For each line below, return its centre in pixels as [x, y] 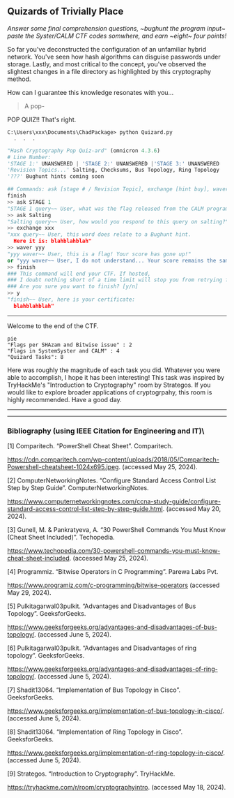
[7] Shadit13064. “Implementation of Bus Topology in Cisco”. [94, 690]
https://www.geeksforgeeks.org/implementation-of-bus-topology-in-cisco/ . [116, 711]
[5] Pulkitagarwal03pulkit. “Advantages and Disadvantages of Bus [102, 606]
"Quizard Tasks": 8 [36, 357]
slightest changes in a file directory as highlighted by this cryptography [109, 71]
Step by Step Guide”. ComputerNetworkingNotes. [78, 488]
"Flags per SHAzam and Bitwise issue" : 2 [70, 345]
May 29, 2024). [29, 593]
